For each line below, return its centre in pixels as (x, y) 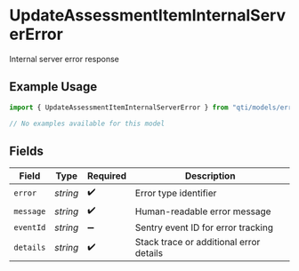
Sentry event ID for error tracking (204, 227)
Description (210, 176)
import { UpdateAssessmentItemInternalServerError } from (119, 108)
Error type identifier (176, 193)
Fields (27, 151)
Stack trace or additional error (198, 243)
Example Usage (53, 87)
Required (107, 176)
